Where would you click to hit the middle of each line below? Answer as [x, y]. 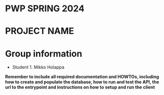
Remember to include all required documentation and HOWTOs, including [82, 77]
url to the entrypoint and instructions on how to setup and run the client [80, 87]
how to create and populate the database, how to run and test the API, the [82, 82]
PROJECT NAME [40, 31]
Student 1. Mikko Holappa [38, 67]
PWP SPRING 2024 [45, 9]
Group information [44, 53]
